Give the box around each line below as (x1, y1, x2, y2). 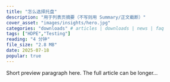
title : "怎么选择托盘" (6, 8, 57, 15)
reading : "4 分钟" (6, 36, 50, 42)
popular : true (6, 53, 42, 59)
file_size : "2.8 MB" (6, 42, 58, 48)
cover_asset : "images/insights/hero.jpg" (6, 20, 111, 26)
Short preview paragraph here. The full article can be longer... (6, 69, 158, 76)
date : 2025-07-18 (6, 48, 50, 53)
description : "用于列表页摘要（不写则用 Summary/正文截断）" (6, 14, 146, 20)
